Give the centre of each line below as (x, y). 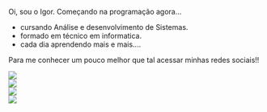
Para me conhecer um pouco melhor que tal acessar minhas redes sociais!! (134, 60)
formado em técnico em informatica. (81, 36)
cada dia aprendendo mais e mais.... (81, 44)
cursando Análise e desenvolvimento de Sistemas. (104, 27)
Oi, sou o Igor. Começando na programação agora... (95, 12)
